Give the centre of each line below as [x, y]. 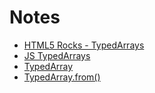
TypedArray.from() [62, 77]
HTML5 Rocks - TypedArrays [84, 45]
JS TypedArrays [57, 55]
